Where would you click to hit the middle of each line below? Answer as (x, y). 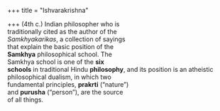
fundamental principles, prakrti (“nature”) (68, 84)
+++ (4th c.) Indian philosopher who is (64, 24)
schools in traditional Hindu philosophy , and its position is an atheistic (110, 69)
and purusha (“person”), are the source (65, 92)
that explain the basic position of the (61, 47)
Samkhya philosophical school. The (60, 54)
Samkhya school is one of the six (56, 62)
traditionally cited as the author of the (62, 32)
